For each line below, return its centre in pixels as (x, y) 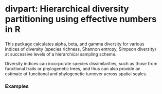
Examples (17, 86)
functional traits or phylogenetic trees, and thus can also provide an (73, 69)
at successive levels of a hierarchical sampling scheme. (61, 54)
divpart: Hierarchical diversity (67, 9)
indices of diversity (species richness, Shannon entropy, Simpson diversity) (81, 49)
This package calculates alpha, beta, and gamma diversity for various (75, 44)
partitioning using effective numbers (81, 19)
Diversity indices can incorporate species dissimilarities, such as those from (81, 64)
